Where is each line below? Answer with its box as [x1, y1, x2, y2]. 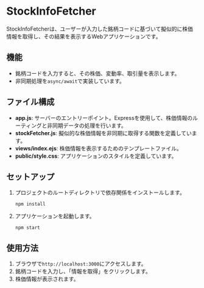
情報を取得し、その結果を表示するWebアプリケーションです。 [6, 32, 161, 40]
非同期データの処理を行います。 [46, 122, 127, 129]
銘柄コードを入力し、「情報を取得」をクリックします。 [15, 268, 151, 275]
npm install [15, 201, 46, 208]
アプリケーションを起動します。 [15, 212, 96, 220]
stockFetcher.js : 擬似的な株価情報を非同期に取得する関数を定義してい [15, 129, 192, 136]
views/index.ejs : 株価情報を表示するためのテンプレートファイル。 [15, 144, 183, 152]
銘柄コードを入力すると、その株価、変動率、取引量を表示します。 [15, 69, 180, 77]
